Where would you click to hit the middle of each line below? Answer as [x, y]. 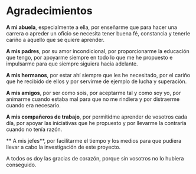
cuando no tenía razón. [34, 129]
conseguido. [21, 165]
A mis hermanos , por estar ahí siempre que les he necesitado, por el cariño [98, 75]
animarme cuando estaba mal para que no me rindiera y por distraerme [93, 99]
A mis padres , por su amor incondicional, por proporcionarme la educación [98, 51]
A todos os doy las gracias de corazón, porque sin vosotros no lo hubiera [95, 158]
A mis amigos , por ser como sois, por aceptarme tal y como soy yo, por [94, 93]
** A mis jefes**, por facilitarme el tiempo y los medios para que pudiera [94, 140]
